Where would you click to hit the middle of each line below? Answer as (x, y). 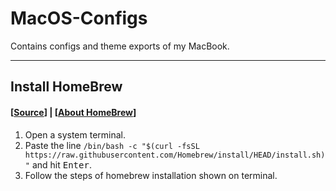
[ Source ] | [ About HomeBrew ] (73, 112)
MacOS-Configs (79, 18)
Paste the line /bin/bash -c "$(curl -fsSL (112, 145)
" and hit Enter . (58, 164)
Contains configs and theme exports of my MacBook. (120, 46)
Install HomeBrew (66, 87)
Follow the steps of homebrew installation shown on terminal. (151, 175)
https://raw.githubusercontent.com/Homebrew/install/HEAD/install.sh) (175, 155)
